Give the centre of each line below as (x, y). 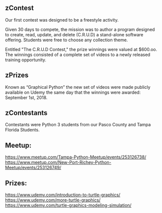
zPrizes (17, 75)
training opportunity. (26, 60)
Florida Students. (22, 130)
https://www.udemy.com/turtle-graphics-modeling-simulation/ (68, 205)
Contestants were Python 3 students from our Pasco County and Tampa (78, 125)
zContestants (26, 113)
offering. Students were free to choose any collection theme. (67, 40)
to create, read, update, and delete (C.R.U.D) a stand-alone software (74, 34)
